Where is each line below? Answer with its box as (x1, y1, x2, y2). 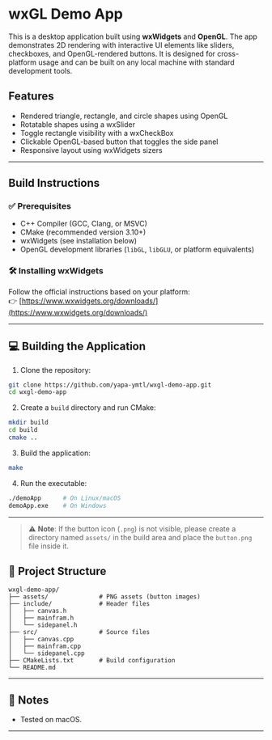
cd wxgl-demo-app (8, 388, 67, 396)
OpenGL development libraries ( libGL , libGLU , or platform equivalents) (19, 244, 255, 255)
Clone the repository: (19, 365, 91, 374)
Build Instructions (8, 176, 100, 190)
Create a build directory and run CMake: (19, 403, 156, 412)
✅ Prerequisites (8, 201, 71, 212)
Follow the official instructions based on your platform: (8, 286, 190, 296)
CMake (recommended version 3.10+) (19, 227, 147, 237)
